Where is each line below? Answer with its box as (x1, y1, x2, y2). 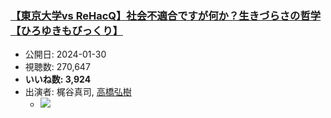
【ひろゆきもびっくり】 (10, 23, 123, 37)
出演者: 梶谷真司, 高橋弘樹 (24, 86, 132, 98)
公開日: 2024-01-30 (24, 48, 107, 61)
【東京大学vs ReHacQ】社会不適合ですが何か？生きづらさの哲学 (10, 8, 322, 22)
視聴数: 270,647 (24, 61, 91, 73)
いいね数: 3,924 (24, 73, 92, 86)
